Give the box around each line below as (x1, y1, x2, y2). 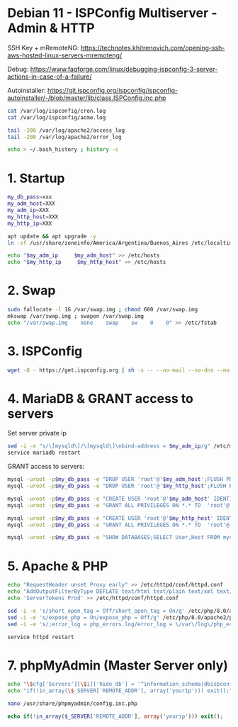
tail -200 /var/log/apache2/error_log (7, 133, 122, 140)
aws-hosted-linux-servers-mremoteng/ (7, 51, 123, 60)
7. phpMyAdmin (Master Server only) (7, 657, 229, 673)
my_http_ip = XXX (7, 220, 52, 227)
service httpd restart (7, 633, 74, 640)
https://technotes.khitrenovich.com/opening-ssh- (80, 43, 225, 52)
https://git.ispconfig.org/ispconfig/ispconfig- (47, 86, 178, 94)
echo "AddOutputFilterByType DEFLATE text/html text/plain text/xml (7, 588, 214, 595)
